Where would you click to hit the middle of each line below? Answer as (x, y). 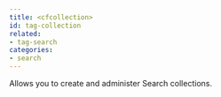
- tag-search (33, 42)
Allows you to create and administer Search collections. (111, 83)
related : (25, 34)
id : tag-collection (45, 26)
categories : (31, 50)
